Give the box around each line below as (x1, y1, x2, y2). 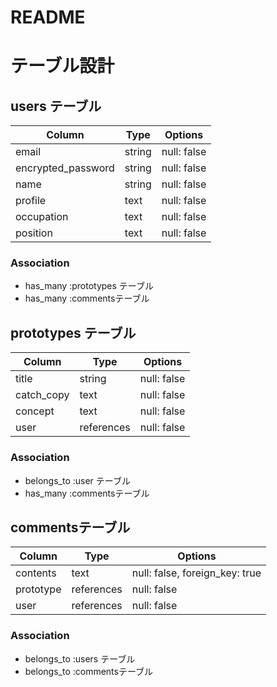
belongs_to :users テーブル (24, 652, 136, 665)
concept (15, 404, 55, 418)
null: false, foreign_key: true (131, 566, 262, 580)
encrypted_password (15, 161, 115, 175)
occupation (15, 210, 69, 224)
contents (15, 566, 57, 580)
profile (15, 194, 47, 208)
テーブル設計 (10, 55, 115, 78)
